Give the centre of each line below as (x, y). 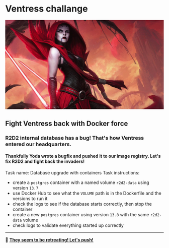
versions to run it (30, 198)
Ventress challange (47, 9)
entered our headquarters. (38, 144)
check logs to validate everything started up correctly (68, 225)
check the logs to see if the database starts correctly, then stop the (82, 204)
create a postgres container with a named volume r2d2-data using (81, 182)
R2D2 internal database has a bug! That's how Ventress (75, 138)
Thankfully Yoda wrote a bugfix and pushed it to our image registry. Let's (83, 156)
